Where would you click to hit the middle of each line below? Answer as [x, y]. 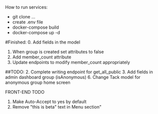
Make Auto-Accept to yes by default [49, 102]
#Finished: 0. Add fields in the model [43, 42]
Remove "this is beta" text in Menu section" [57, 107]
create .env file [28, 22]
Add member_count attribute [42, 57]
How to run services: [27, 7]
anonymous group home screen [38, 82]
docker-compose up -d [36, 32]
